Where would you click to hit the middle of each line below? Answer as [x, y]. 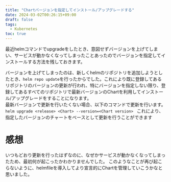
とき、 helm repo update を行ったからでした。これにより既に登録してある [86, 79]
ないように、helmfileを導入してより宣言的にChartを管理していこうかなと [86, 168]
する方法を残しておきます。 [56, 62]
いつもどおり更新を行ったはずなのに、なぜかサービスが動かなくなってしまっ [86, 155]
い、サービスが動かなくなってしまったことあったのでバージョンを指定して [83, 55]
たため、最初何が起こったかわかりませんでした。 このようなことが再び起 [82, 161]
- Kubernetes [24, 29]
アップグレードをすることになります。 [52, 98]
